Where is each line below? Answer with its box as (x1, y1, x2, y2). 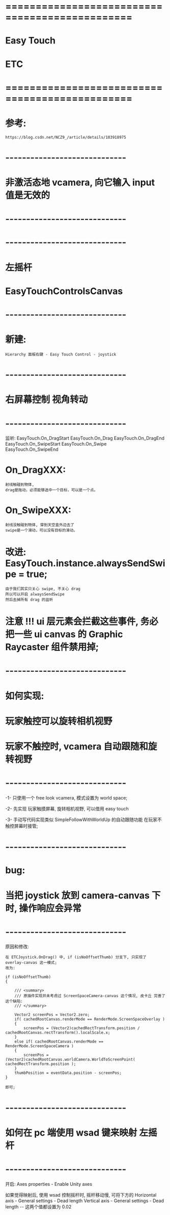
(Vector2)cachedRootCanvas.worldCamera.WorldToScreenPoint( (5, 1057, 136, 1062)
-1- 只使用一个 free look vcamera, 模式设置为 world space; (5, 794, 128, 801)
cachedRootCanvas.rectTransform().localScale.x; (5, 1030, 110, 1035)
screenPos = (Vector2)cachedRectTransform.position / (23, 1026, 140, 1031)
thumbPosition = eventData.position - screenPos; (14, 1070, 122, 1076)
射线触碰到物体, (5, 482, 35, 488)
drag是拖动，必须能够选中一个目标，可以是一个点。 (5, 488, 98, 493)
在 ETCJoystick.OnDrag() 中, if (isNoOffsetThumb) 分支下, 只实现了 (5, 955, 147, 960)
